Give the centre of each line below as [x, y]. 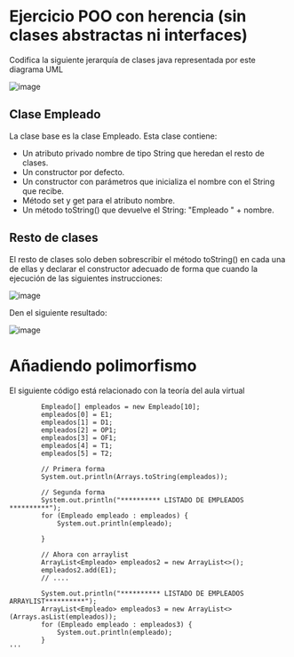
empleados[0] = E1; [77, 414]
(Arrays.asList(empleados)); [63, 617]
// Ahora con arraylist [85, 554]
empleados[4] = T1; [77, 445]
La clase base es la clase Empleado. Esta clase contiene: [113, 136]
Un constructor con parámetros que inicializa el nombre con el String [148, 181]
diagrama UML [36, 69]
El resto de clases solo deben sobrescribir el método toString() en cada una [147, 259]
